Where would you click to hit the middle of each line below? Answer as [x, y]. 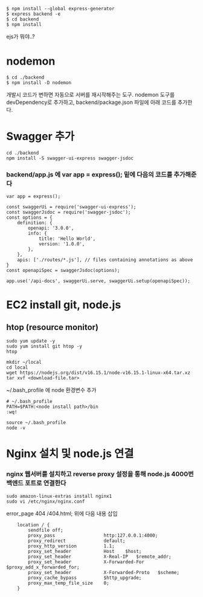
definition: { [35, 223]
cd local [17, 368]
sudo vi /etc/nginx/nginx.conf [46, 502]
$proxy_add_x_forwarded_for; [43, 567]
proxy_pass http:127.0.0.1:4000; [93, 535]
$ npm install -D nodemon [39, 82]
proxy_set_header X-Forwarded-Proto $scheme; [104, 572]
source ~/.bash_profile [36, 423]
